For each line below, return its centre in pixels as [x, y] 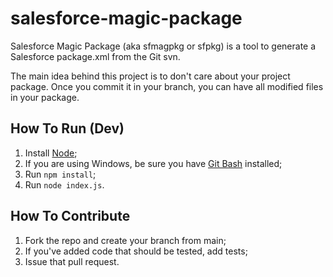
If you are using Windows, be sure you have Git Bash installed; [153, 163]
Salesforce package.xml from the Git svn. [95, 56]
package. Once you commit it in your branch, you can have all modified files [167, 86]
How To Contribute [70, 216]
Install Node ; [51, 153]
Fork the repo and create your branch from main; [125, 240]
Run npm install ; [60, 174]
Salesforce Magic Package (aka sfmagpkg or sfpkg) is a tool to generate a [163, 46]
